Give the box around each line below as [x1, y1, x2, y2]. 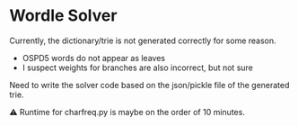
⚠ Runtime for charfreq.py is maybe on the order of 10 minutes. [9, 106, 245, 117]
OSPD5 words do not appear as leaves [22, 52, 166, 63]
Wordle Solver [9, 5, 118, 26]
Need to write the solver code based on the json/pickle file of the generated [9, 79, 290, 90]
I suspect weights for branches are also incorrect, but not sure [22, 62, 253, 73]
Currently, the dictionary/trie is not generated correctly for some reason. [9, 35, 276, 46]
